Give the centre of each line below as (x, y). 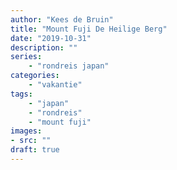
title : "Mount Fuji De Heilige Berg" (89, 29)
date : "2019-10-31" (51, 38)
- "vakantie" (55, 85)
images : (26, 131)
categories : (35, 76)
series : (26, 57)
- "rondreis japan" (69, 66)
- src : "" (31, 141)
